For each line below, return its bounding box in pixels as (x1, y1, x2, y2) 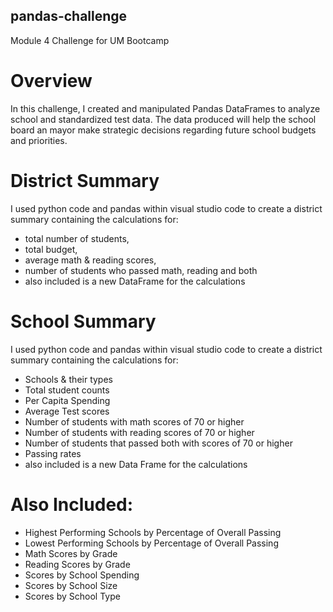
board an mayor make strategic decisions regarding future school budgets (10, 124, 317, 136)
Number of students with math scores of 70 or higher (24, 415, 245, 428)
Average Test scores (24, 405, 110, 417)
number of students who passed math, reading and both (24, 264, 258, 276)
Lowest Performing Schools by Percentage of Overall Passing (24, 537, 279, 549)
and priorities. (10, 134, 68, 146)
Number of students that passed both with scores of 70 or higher (24, 437, 293, 449)
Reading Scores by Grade (24, 558, 131, 570)
